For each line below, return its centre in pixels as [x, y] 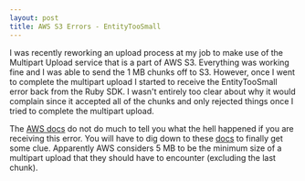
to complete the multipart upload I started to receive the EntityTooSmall [143, 81]
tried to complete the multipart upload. [82, 111]
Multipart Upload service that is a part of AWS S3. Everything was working [149, 62]
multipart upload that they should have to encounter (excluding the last [143, 157]
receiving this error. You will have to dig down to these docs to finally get [146, 138]
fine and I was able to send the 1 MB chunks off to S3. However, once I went [152, 72]
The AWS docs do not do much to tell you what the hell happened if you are [152, 128]
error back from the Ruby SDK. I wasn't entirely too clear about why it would [153, 91]
